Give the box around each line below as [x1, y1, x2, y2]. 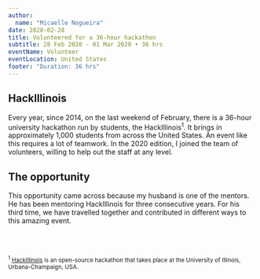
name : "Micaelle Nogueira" [15, 19, 104, 27]
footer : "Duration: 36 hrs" [8, 63, 101, 71]
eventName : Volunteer [8, 48, 79, 56]
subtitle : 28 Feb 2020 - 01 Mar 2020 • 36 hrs [8, 41, 163, 49]
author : [8, 11, 34, 20]
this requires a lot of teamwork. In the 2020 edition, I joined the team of [8, 139, 239, 149]
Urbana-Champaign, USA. [8, 262, 79, 271]
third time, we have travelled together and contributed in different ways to [8, 207, 247, 217]
